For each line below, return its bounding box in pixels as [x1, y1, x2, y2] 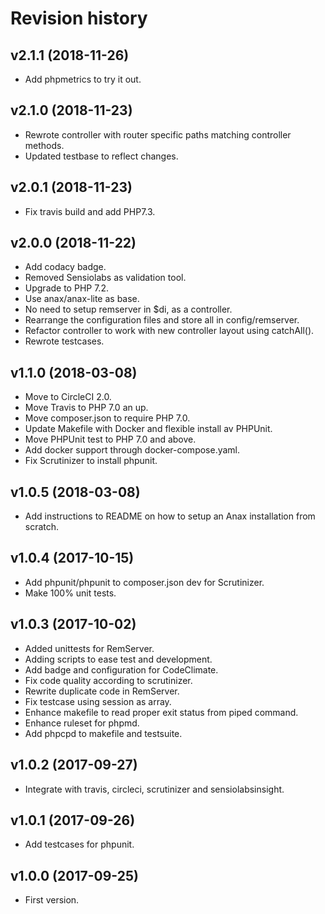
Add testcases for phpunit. [24, 838, 135, 851]
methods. [24, 139, 65, 151]
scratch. [24, 521, 60, 533]
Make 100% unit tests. [24, 587, 117, 599]
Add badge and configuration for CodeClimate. [24, 663, 219, 676]
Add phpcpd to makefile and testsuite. [24, 727, 183, 739]
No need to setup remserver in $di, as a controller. [24, 303, 233, 316]
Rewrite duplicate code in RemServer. [24, 685, 180, 697]
